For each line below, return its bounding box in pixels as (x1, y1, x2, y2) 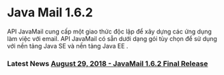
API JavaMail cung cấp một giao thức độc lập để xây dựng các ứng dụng (7, 27, 212, 35)
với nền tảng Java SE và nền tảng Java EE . (7, 42, 128, 50)
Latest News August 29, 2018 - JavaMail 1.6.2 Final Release (7, 59, 208, 68)
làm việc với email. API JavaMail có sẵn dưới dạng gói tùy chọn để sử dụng (7, 34, 217, 42)
